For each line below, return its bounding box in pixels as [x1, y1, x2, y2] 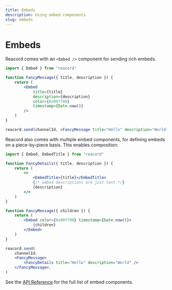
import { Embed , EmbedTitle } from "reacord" [5, 151, 104, 157]
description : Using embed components [5, 12, 86, 17]
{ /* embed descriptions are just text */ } [32, 180, 125, 185]
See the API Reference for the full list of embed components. [5, 279, 134, 285]
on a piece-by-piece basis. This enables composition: [5, 142, 119, 148]
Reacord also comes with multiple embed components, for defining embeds [5, 136, 165, 142]
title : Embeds [5, 7, 36, 13]
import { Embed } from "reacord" [5, 66, 77, 71]
